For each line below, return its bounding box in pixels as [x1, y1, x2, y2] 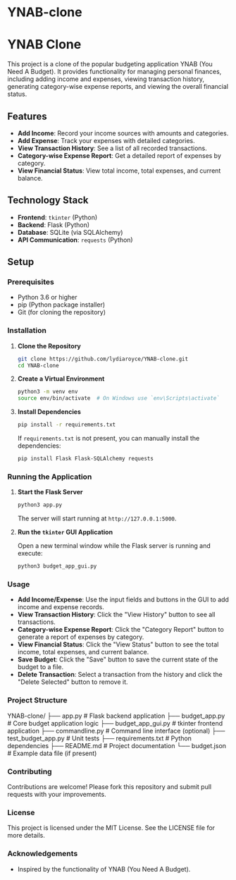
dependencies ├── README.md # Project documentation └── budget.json [7, 741, 227, 750]
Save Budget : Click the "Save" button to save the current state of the [17, 655, 218, 664]
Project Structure [7, 695, 68, 705]
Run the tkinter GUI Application [17, 528, 113, 537]
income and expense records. [17, 603, 104, 611]
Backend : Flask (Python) [17, 220, 90, 229]
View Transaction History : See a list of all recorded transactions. [17, 144, 208, 152]
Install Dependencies [17, 408, 81, 416]
